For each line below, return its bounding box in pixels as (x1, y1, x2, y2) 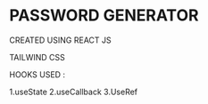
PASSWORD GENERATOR (9, 5, 199, 26)
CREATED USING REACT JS (9, 35, 112, 45)
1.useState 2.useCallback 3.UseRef (9, 86, 138, 97)
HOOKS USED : (9, 68, 65, 80)
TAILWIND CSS (9, 52, 65, 62)
